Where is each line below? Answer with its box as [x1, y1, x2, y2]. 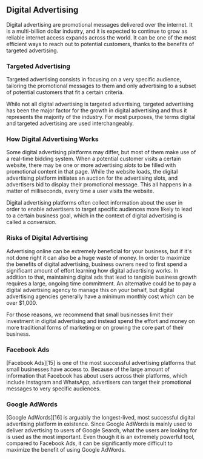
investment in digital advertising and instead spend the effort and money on [6, 317, 195, 324]
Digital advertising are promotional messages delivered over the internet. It [6, 21, 193, 28]
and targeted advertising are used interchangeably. [6, 120, 135, 127]
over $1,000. [6, 299, 38, 306]
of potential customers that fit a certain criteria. [6, 89, 124, 96]
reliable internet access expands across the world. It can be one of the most [6, 33, 196, 41]
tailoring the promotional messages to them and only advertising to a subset [6, 82, 196, 90]
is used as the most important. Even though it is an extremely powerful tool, [6, 433, 195, 441]
